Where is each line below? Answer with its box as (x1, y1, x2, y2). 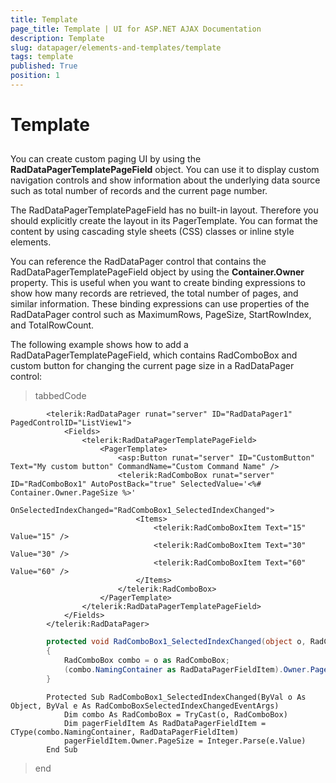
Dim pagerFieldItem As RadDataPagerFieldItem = (63, 718, 267, 728)
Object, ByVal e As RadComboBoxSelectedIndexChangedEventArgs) (10, 701, 280, 711)
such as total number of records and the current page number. (10, 185, 268, 197)
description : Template (10, 33, 105, 43)
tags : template (10, 52, 74, 62)
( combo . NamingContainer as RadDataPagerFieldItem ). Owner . (63, 665, 311, 675)
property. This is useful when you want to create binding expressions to (10, 277, 306, 289)
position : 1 (10, 71, 60, 81)
